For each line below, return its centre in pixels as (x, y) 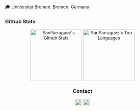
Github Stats (20, 21)
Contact (83, 91)
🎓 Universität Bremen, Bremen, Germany (47, 7)
